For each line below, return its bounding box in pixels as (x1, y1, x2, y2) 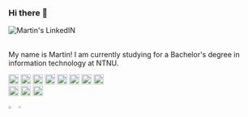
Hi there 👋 (8, 7, 49, 19)
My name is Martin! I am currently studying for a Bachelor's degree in (8, 50, 241, 60)
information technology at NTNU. (8, 58, 119, 68)
